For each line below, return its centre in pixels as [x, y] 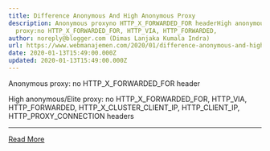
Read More [27, 139]
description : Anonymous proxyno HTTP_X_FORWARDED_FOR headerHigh [120, 23]
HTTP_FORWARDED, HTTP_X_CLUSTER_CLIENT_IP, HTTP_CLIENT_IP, [124, 107]
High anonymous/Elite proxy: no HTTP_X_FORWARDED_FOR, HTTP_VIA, [128, 99]
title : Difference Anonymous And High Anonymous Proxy [102, 16]
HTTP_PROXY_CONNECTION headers [71, 116]
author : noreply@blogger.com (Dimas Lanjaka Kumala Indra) [109, 38]
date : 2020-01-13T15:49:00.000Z [62, 53]
